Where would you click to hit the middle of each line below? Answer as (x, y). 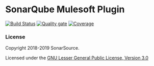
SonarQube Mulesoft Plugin (65, 9)
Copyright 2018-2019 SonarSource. (43, 48)
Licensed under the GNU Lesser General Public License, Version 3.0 (77, 58)
